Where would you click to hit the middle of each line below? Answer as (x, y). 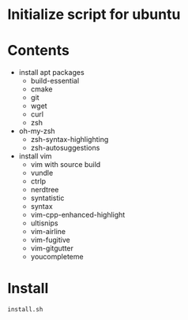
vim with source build (66, 165)
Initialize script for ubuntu (94, 15)
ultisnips (44, 223)
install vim (35, 156)
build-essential (55, 81)
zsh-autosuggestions (65, 148)
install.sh (25, 310)
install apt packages (51, 73)
